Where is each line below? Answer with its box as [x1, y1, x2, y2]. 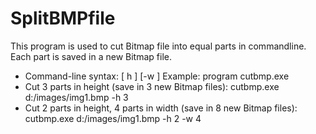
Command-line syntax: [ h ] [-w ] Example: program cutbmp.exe [24, 70, 290, 82]
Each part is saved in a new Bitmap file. [10, 50, 172, 62]
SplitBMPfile [10, 7, 116, 30]
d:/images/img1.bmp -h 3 [24, 91, 129, 103]
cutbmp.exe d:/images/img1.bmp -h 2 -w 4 [24, 112, 202, 124]
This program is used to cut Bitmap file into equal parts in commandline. [10, 40, 307, 52]
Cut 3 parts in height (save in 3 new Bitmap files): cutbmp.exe [24, 80, 280, 92]
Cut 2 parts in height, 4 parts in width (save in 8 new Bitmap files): [24, 102, 298, 114]
